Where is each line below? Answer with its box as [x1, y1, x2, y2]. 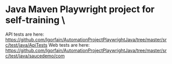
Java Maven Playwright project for [5, 4, 155, 15]
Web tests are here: [48, 42, 90, 48]
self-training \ [5, 14, 66, 26]
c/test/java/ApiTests [5, 42, 48, 48]
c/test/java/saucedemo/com [5, 52, 65, 59]
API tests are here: [5, 31, 45, 37]
